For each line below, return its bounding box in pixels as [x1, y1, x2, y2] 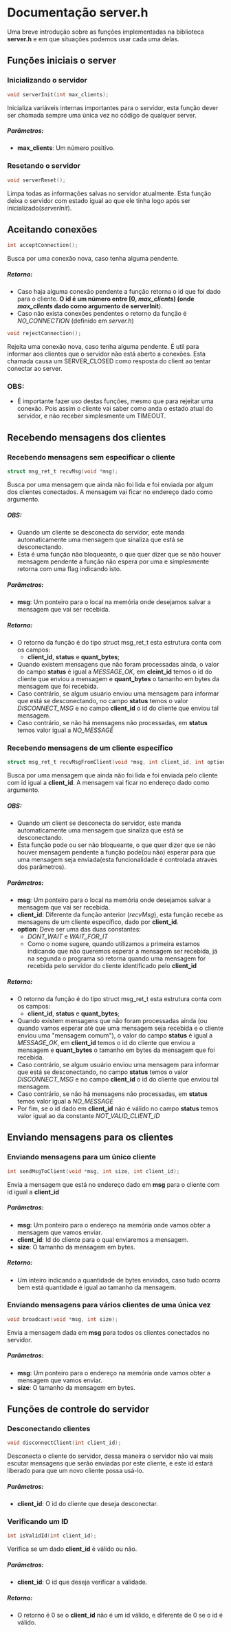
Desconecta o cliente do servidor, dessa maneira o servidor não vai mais [7, 1452, 214, 1460]
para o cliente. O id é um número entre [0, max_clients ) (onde [16, 294, 195, 303]
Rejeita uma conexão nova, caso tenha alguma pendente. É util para [7, 343, 199, 351]
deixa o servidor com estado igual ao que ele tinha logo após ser [7, 196, 191, 204]
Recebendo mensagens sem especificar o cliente [7, 452, 175, 462]
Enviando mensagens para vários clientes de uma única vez [7, 1300, 211, 1310]
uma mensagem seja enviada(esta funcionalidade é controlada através [16, 855, 218, 864]
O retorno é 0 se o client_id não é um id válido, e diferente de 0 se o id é [16, 1611, 223, 1620]
